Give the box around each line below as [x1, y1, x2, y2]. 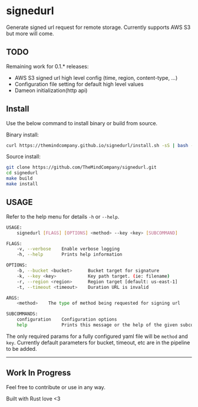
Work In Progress [6, 368, 71, 378]
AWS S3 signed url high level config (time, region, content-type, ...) [14, 74, 178, 81]
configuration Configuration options [16, 317, 117, 323]
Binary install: [6, 131, 39, 138]
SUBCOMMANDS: [6, 311, 38, 317]
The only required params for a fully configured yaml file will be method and [6, 333, 189, 340]
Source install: [6, 153, 41, 160]
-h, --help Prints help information [16, 252, 123, 258]
